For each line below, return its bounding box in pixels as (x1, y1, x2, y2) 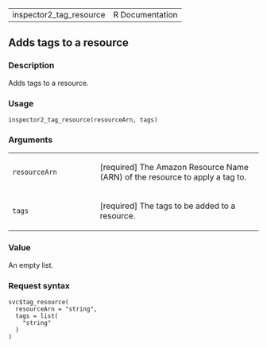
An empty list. (8, 260, 54, 269)
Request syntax (8, 280, 70, 291)
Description (8, 60, 55, 71)
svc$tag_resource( (8, 298, 69, 306)
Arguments (8, 134, 53, 145)
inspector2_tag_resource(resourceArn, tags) (8, 115, 158, 124)
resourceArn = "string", (15, 305, 98, 313)
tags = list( (15, 311, 59, 320)
